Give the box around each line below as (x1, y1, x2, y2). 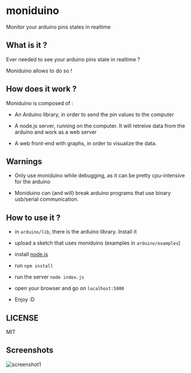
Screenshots (6, 346, 54, 355)
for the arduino (14, 178, 51, 185)
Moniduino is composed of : (6, 99, 74, 106)
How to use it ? (6, 212, 61, 222)
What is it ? (6, 40, 48, 50)
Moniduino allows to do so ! (6, 67, 72, 74)
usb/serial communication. (14, 196, 79, 203)
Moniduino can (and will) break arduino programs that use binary (14, 190, 171, 197)
